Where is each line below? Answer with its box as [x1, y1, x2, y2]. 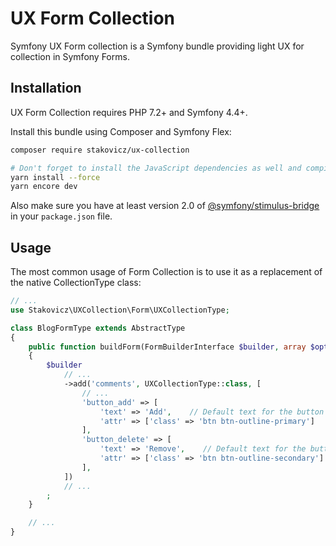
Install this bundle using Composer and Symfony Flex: [10, 125, 232, 137]
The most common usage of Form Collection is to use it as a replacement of [10, 266, 323, 278]
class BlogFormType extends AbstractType [10, 323, 186, 333]
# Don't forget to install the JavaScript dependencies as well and [10, 163, 302, 173]
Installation [10, 80, 82, 97]
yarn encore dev [10, 182, 78, 192]
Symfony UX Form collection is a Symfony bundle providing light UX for [10, 40, 305, 52]
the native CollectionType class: [10, 277, 142, 289]
